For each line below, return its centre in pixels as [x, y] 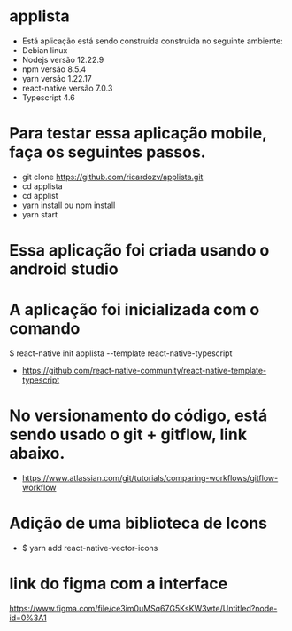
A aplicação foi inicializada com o [134, 310]
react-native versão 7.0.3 [67, 88]
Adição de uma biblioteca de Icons [138, 523]
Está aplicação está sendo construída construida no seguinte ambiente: [152, 41]
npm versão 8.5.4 [54, 69]
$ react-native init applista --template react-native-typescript [121, 353]
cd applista [42, 186]
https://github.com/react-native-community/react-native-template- [144, 371]
